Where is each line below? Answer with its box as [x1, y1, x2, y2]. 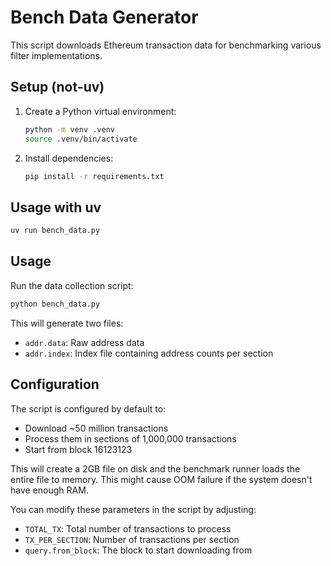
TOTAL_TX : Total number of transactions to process [24, 522, 232, 535]
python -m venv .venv [24, 124, 115, 135]
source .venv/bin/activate [24, 134, 138, 144]
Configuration [10, 376, 100, 393]
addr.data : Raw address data [24, 336, 145, 348]
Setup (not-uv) [10, 79, 105, 96]
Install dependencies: [24, 152, 114, 164]
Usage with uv [10, 199, 102, 216]
